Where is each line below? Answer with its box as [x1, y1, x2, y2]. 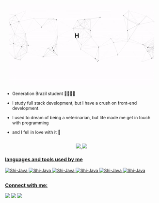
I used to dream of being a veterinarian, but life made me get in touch [12, 115, 151, 120]
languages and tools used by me [5, 156, 83, 163]
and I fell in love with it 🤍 [12, 129, 61, 135]
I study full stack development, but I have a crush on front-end [12, 100, 137, 106]
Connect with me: [5, 182, 48, 188]
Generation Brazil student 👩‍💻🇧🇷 [12, 91, 76, 96]
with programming [12, 120, 49, 126]
